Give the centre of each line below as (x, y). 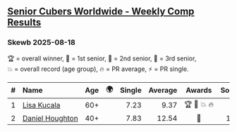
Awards (199, 91)
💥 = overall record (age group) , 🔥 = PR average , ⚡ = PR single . (98, 69)
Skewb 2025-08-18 (41, 43)
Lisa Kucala (41, 105)
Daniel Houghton (50, 118)
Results (24, 23)
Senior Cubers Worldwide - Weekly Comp (101, 12)
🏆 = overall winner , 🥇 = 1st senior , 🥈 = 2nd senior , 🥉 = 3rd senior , (102, 58)
